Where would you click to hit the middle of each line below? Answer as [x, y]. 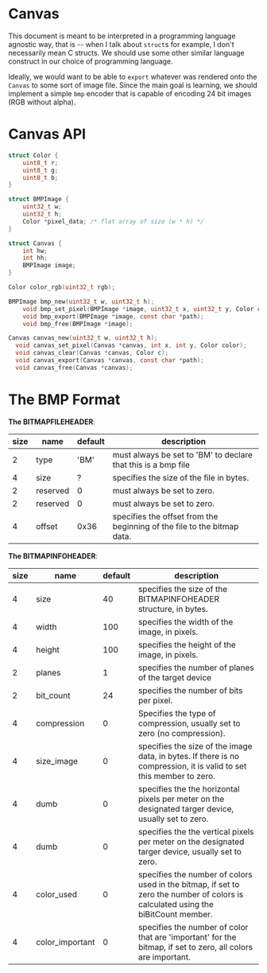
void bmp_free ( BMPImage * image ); [78, 324]
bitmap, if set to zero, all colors [195, 947]
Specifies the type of [177, 713]
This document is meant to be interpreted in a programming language [122, 36]
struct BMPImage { [39, 200]
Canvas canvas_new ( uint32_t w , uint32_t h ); [83, 338]
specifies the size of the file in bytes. [181, 477]
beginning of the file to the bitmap [176, 526]
